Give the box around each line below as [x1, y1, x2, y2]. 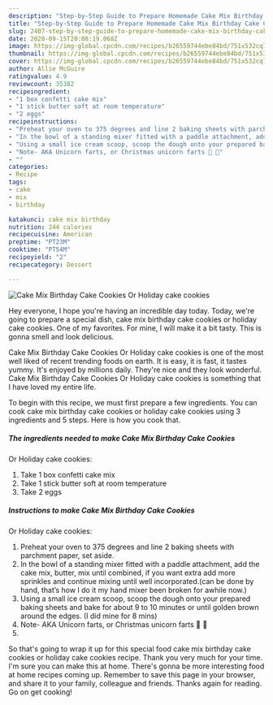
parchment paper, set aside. [19, 550, 115, 560]
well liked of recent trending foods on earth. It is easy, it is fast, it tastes [8, 356, 248, 365]
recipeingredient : [8, 87, 71, 96]
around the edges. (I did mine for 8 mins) [19, 611, 158, 621]
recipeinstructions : [8, 118, 79, 126]
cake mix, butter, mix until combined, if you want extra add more [19, 568, 236, 577]
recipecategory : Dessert [8, 261, 93, 269]
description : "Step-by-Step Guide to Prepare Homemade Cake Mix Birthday [8, 11, 264, 20]
